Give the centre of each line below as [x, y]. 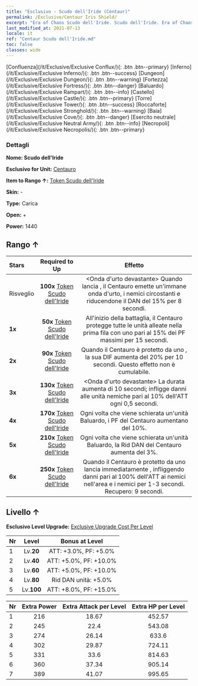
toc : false [19, 45]
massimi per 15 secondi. [134, 340]
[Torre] [143, 98]
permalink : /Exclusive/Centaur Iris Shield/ [62, 17]
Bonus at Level [82, 541]
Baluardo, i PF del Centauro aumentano [134, 420]
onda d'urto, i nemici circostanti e [134, 293]
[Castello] [142, 92]
